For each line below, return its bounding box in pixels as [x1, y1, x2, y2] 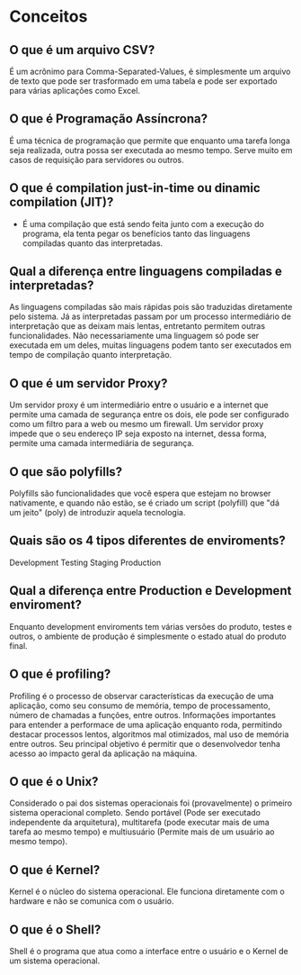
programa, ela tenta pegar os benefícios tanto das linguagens [22, 228, 251, 239]
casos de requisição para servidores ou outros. [9, 154, 184, 165]
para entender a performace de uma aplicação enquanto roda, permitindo [9, 719, 283, 730]
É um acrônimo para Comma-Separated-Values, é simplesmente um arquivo [9, 66, 291, 77]
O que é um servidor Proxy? [9, 376, 168, 391]
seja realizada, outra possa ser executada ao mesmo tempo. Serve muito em [9, 144, 293, 155]
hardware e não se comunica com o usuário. [9, 896, 174, 907]
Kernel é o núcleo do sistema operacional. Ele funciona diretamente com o [9, 886, 285, 898]
